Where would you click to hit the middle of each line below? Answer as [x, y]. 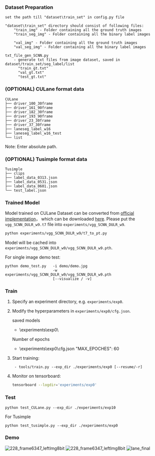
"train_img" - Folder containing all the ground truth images [78, 30]
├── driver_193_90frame [29, 116]
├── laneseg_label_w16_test [33, 133]
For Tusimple [18, 417]
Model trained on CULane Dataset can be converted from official [70, 213]
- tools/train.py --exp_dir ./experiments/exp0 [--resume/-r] [78, 367]
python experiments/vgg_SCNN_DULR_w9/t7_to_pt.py [56, 233]
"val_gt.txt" [31, 73]
